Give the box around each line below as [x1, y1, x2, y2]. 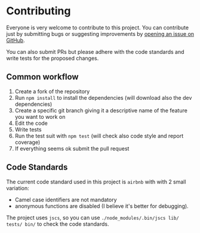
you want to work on [14, 113, 66, 120]
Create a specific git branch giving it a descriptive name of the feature [14, 106, 188, 114]
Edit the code [14, 119, 48, 127]
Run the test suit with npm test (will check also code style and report [14, 132, 184, 139]
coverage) [14, 139, 41, 146]
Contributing [6, 4, 71, 18]
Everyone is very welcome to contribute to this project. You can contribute [6, 24, 189, 31]
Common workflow [6, 72, 79, 82]
